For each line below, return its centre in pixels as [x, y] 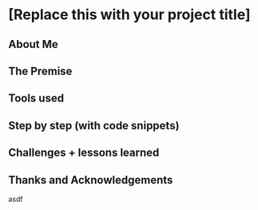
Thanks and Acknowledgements [91, 180]
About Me [33, 44]
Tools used [36, 99]
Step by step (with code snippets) [94, 125]
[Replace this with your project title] [129, 15]
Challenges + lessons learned [84, 153]
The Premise [40, 71]
